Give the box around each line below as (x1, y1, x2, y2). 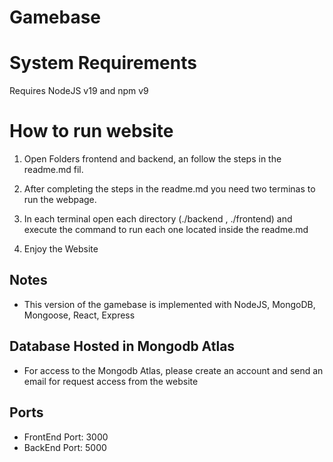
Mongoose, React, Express (23, 309, 136, 321)
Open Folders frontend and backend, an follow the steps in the (23, 153, 282, 165)
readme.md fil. (23, 164, 84, 176)
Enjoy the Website (23, 243, 99, 255)
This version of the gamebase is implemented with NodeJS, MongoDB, (23, 298, 316, 310)
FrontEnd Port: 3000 (23, 431, 109, 443)
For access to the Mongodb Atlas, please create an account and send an (23, 364, 324, 376)
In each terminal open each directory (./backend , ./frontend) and (23, 213, 293, 225)
